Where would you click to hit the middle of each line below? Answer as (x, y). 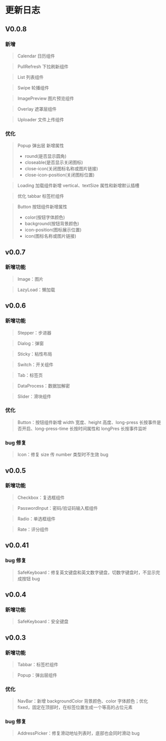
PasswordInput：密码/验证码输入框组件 (58, 508)
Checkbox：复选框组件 (41, 497)
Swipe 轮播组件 (33, 87)
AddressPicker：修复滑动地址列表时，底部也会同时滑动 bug (79, 733)
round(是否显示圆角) (46, 156)
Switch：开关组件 (35, 365)
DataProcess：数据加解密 (44, 385)
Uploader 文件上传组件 (41, 119)
